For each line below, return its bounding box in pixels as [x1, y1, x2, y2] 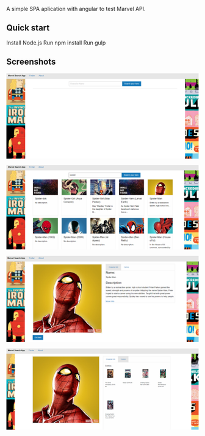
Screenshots [6, 57, 56, 67]
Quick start [6, 23, 50, 33]
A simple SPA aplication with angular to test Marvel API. [6, 5, 146, 12]
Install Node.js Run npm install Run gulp [6, 39, 106, 46]
